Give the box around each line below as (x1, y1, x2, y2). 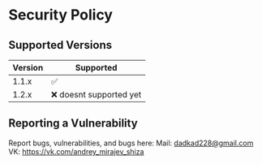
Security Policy (8, 6, 114, 24)
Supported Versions (8, 38, 112, 52)
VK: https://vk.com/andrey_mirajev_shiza (8, 146, 144, 156)
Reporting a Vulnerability (8, 116, 138, 131)
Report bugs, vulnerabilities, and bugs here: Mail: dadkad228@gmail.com (8, 138, 254, 148)
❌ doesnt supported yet (51, 89, 142, 100)
